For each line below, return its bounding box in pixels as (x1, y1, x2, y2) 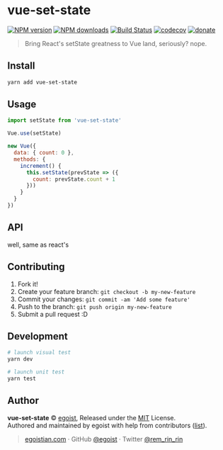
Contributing (7, 261, 65, 273)
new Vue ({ (7, 142, 37, 150)
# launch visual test (7, 349, 72, 356)
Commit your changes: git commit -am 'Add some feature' (17, 295, 191, 303)
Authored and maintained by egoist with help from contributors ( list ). (7, 421, 207, 429)
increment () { (20, 162, 62, 169)
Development (7, 330, 69, 342)
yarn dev (7, 356, 33, 363)
